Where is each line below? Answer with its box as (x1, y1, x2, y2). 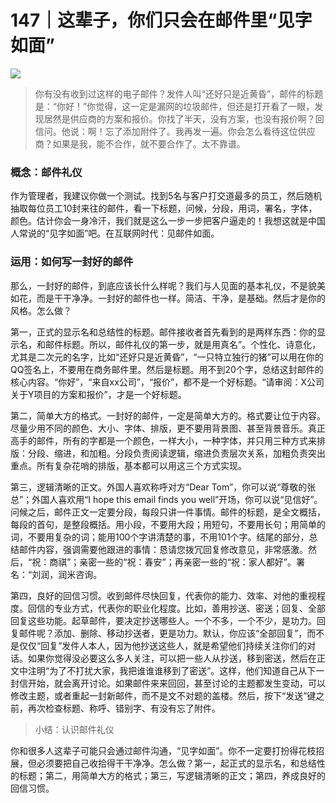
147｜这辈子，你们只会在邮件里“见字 (10, 9, 313, 32)
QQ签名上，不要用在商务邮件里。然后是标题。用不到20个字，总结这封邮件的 (10, 363, 324, 375)
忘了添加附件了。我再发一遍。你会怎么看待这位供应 (104, 125, 316, 137)
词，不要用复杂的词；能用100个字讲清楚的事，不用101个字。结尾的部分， (10, 531, 310, 543)
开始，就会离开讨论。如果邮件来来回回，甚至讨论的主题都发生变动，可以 (27, 677, 326, 689)
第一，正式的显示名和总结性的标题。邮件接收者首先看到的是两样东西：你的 (10, 326, 317, 338)
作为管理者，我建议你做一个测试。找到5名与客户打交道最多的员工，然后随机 (10, 190, 323, 202)
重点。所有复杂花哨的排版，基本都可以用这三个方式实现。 (10, 459, 247, 471)
